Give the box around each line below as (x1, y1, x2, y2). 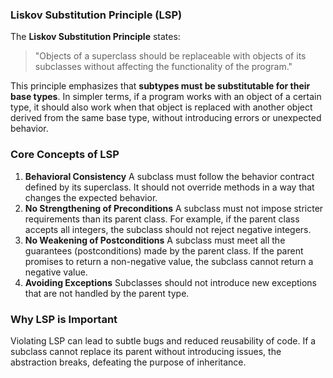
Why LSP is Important (10, 312, 118, 326)
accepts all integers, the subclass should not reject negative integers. (24, 223, 312, 235)
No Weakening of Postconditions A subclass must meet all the (24, 234, 286, 246)
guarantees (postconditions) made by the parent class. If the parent (24, 244, 304, 257)
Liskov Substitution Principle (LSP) (10, 8, 183, 22)
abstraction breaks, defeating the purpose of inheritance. (10, 356, 247, 368)
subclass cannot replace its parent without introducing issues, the (10, 345, 282, 357)
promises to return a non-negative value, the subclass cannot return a (24, 255, 314, 267)
